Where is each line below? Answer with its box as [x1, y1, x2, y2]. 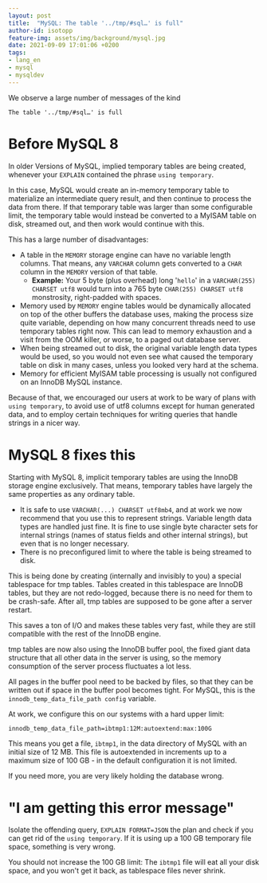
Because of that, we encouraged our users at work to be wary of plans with [8, 392, 257, 402]
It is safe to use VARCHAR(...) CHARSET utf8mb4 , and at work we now [19, 504, 242, 514]
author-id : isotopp [8, 26, 73, 34]
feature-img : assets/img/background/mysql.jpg [8, 34, 166, 42]
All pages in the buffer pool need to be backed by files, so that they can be [8, 676, 253, 686]
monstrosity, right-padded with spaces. [31, 292, 162, 302]
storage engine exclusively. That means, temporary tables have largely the [8, 480, 253, 491]
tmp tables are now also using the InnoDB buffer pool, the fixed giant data [8, 644, 251, 654]
